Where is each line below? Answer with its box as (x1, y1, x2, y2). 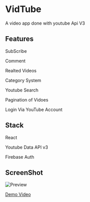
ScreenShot (5, 168, 43, 177)
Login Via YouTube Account (5, 107, 63, 113)
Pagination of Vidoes (5, 96, 49, 103)
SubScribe (5, 48, 27, 54)
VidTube (5, 4, 42, 15)
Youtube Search (5, 87, 39, 93)
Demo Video (5, 191, 31, 197)
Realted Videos (5, 67, 37, 73)
